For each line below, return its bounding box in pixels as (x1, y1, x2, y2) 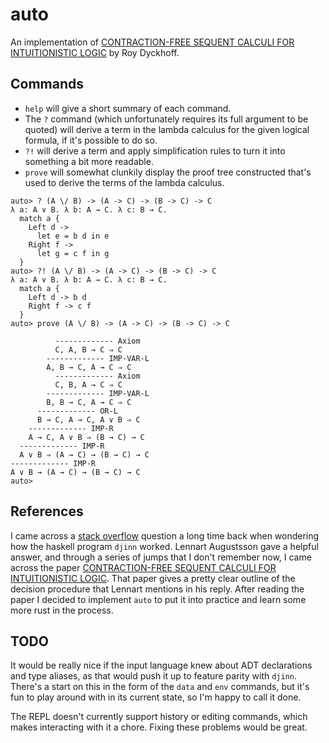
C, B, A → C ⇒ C (54, 379, 123, 390)
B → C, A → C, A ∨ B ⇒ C (36, 414, 141, 425)
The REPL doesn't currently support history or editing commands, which (10, 711, 308, 723)
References (10, 503, 84, 520)
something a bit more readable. (24, 155, 154, 167)
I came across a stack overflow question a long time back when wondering (10, 529, 320, 542)
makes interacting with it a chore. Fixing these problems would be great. (10, 721, 308, 733)
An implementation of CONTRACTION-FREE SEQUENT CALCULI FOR (10, 36, 295, 48)
